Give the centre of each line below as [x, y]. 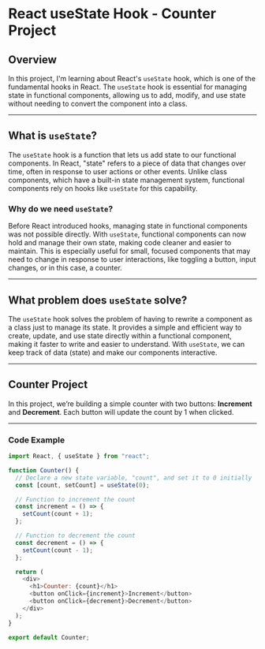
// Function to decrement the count [75, 536]
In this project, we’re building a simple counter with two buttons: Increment [130, 404]
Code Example [37, 440]
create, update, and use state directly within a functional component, [120, 335]
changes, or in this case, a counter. [65, 268]
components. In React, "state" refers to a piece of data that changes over [127, 163]
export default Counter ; [49, 637]
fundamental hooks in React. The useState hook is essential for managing [127, 87]
